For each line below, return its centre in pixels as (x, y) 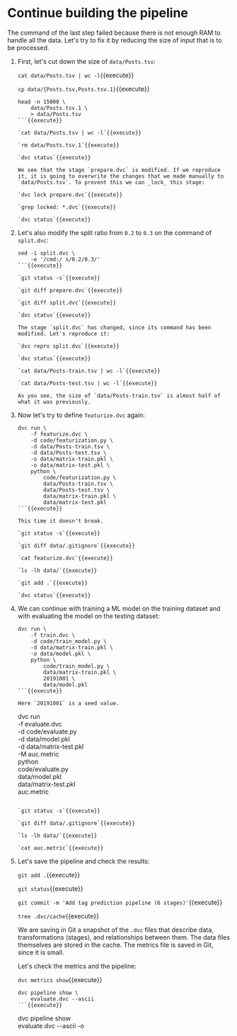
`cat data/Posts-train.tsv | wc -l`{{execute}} (89, 371)
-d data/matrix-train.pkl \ (72, 647)
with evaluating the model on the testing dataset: (89, 616)
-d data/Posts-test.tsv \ (69, 452)
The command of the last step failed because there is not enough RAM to (114, 33)
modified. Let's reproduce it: (64, 334)
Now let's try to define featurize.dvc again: (81, 415)
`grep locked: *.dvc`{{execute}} (67, 207)
